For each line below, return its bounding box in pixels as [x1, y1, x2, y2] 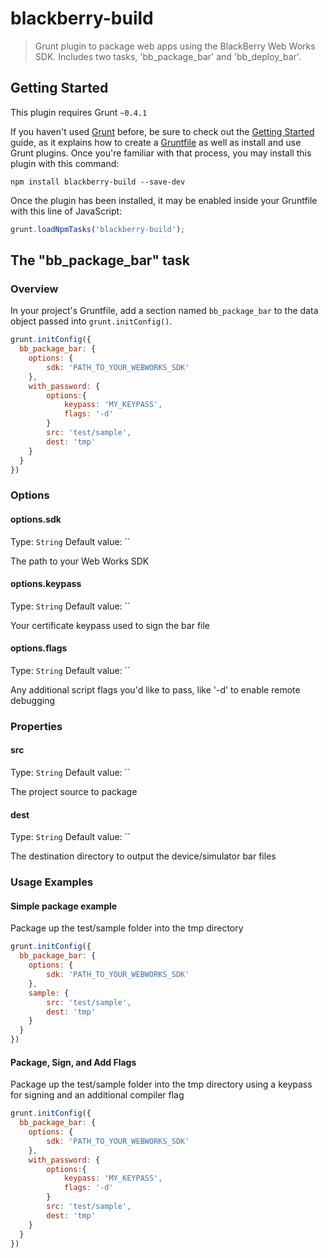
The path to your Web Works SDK [10, 555, 150, 567]
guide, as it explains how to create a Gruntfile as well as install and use [10, 136, 302, 148]
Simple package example [10, 900, 118, 912]
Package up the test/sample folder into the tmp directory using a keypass [10, 1078, 313, 1091]
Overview [10, 282, 59, 296]
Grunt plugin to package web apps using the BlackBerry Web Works [34, 40, 316, 52]
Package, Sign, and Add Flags [10, 1056, 137, 1068]
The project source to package [10, 786, 138, 798]
